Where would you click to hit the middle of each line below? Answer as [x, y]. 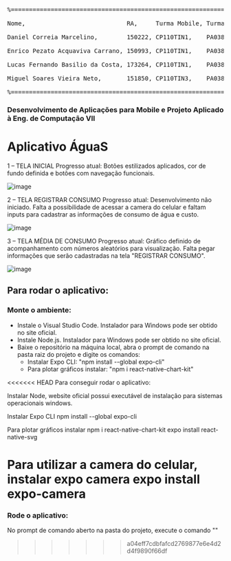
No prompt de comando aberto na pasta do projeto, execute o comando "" [113, 530]
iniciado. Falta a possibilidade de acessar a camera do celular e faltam [107, 207]
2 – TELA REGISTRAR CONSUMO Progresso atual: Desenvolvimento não [109, 199]
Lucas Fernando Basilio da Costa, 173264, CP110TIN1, [100, 65]
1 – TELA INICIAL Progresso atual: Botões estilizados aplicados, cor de [107, 166]
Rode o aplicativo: [38, 515]
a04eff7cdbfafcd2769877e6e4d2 [174, 544]
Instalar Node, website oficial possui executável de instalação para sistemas [115, 395]
